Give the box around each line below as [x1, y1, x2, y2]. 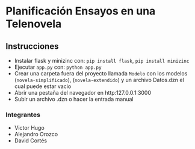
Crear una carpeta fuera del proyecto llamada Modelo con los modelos [14, 70, 188, 77]
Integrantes [5, 110, 40, 119]
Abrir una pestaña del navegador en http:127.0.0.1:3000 [14, 89, 152, 96]
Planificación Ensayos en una [5, 4, 156, 18]
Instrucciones [5, 41, 59, 51]
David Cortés [14, 137, 48, 144]
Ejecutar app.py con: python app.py [14, 63, 102, 71]
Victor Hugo [14, 124, 45, 132]
